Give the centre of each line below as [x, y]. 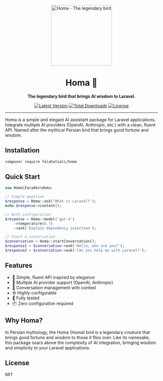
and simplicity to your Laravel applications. [48, 347]
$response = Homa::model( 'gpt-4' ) [40, 219]
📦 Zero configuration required [43, 303]
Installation [22, 150]
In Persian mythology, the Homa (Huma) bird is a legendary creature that [78, 332]
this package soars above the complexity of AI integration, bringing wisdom [81, 343]
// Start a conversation [30, 237]
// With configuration [28, 214]
